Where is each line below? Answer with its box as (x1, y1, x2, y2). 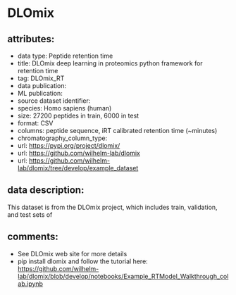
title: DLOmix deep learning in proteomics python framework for (17, 59, 203, 68)
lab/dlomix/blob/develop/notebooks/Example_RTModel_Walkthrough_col (17, 272, 229, 280)
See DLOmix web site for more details (17, 249, 128, 258)
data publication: (17, 82, 67, 89)
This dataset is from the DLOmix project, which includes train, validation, (7, 203, 218, 211)
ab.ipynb (17, 280, 44, 288)
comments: (7, 231, 58, 243)
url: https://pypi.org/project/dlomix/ (17, 142, 120, 149)
